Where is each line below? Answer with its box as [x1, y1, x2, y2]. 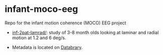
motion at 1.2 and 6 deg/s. [12, 35, 66, 41]
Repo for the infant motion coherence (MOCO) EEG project [5, 20, 126, 26]
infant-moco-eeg [5, 3, 78, 15]
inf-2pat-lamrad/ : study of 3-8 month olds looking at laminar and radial [12, 29, 159, 35]
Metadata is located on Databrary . [12, 44, 83, 50]
